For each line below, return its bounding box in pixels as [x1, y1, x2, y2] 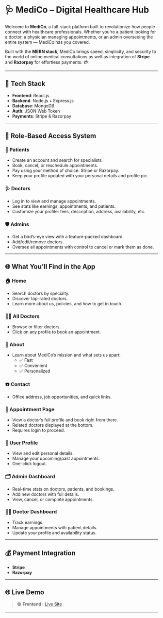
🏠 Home [5, 278, 27, 284]
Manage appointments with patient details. [12, 524, 98, 530]
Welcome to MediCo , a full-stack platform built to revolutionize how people [5, 23, 155, 30]
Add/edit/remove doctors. [12, 239, 64, 245]
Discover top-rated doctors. [12, 295, 68, 301]
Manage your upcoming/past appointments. [12, 455, 100, 462]
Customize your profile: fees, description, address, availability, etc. [12, 208, 146, 214]
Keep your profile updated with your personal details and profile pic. [12, 173, 148, 179]
